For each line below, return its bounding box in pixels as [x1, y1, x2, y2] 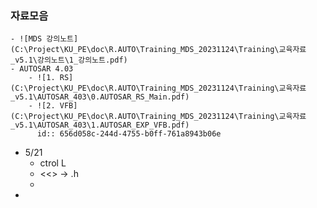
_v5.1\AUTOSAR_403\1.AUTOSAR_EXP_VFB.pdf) [10, 120, 190, 131]
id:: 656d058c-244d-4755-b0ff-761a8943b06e [36, 129, 222, 139]
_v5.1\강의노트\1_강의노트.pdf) [10, 55, 128, 66]
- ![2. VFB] [28, 101, 78, 111]
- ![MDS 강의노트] [10, 34, 79, 44]
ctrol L [39, 157, 67, 169]
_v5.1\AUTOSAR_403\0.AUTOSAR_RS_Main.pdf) [10, 92, 190, 102]
